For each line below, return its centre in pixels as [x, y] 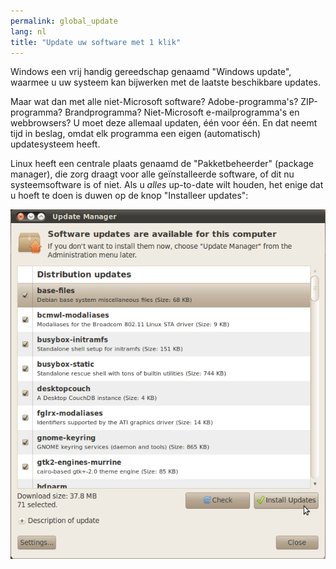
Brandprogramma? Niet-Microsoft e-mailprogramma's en [182, 112]
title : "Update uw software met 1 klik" [96, 42]
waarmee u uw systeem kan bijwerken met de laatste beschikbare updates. [166, 82]
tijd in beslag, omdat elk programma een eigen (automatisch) [136, 134]
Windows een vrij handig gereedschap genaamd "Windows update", [151, 72]
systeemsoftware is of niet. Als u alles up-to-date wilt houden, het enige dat [167, 185]
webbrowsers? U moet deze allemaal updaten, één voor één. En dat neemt [164, 123]
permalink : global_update [64, 21]
